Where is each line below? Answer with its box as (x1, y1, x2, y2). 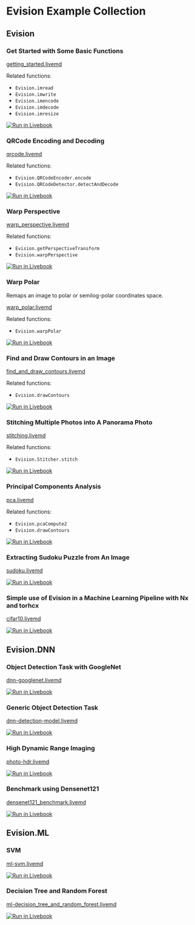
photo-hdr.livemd (6, 757, 50, 765)
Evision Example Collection (6, 4, 147, 18)
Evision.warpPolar (15, 328, 62, 334)
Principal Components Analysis (6, 483, 101, 491)
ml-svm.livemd (6, 860, 44, 867)
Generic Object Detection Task (6, 703, 99, 711)
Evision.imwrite (15, 91, 56, 98)
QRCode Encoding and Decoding (6, 137, 105, 145)
